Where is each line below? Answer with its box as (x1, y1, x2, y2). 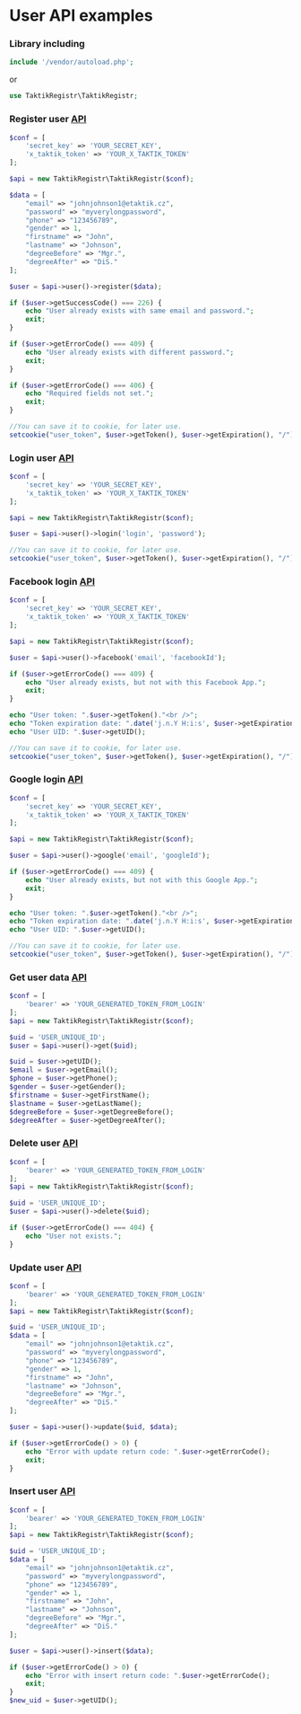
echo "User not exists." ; (25, 1232, 123, 1241)
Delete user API (9, 1137, 79, 1150)
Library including (9, 38, 85, 50)
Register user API (9, 113, 87, 126)
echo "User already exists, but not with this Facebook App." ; (25, 677, 267, 687)
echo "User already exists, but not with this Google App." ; (25, 875, 258, 885)
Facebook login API (9, 576, 96, 588)
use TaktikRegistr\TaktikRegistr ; (9, 92, 139, 101)
